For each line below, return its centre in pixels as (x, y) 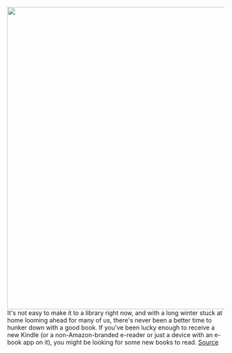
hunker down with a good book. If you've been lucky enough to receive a (111, 327)
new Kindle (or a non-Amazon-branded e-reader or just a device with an (110, 335)
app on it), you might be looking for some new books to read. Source (121, 342)
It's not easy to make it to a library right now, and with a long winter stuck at (115, 313)
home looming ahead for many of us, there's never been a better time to (109, 320)
